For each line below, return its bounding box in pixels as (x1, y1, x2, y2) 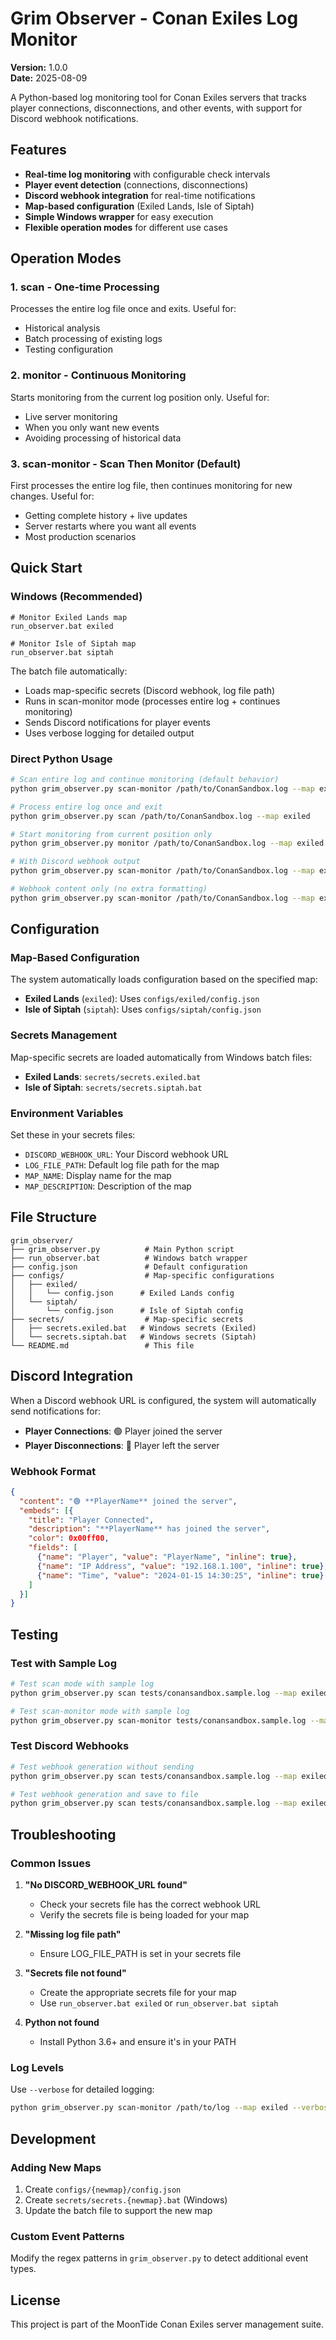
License (10, 2292, 61, 2309)
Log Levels (10, 2060, 65, 2074)
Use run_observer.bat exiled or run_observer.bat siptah (39, 1997, 279, 2009)
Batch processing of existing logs (24, 333, 163, 345)
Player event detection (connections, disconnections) (24, 178, 249, 191)
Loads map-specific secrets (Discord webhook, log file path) (24, 684, 276, 696)
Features (10, 142, 67, 159)
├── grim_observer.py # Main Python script (10, 1244, 235, 1254)
